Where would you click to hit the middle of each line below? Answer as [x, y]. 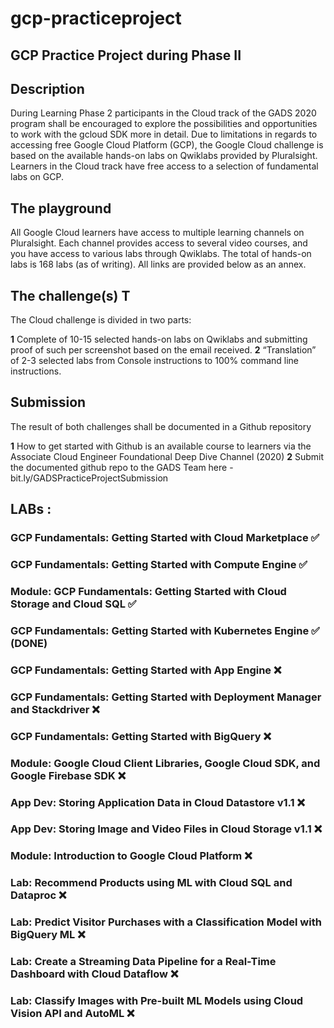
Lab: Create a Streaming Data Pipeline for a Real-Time [143, 962]
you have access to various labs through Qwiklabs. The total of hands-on [161, 254]
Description [47, 88]
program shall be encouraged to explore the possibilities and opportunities [164, 124]
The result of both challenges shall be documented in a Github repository [161, 426]
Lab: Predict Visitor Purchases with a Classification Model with [166, 922]
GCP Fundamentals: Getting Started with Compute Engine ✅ [159, 565]
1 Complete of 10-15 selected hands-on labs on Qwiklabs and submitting [159, 339]
